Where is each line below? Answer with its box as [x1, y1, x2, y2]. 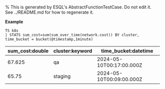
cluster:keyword [53, 47, 92, 54]
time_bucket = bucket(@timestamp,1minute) [5, 37, 93, 42]
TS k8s [5, 28, 19, 33]
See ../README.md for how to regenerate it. [5, 9, 94, 15]
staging [53, 73, 71, 80]
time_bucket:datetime [101, 47, 154, 54]
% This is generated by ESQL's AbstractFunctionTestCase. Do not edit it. [5, 4, 152, 10]
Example [5, 19, 24, 24]
